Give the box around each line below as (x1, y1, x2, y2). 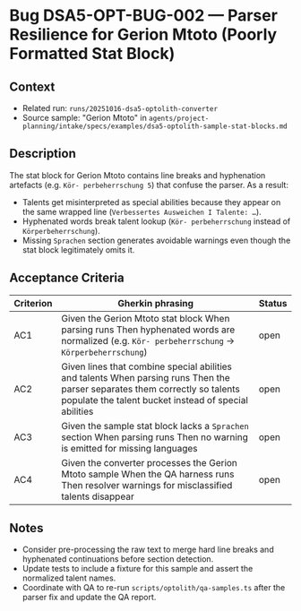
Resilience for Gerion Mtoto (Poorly (9, 24, 278, 45)
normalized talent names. (21, 572, 116, 583)
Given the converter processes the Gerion (61, 456, 237, 469)
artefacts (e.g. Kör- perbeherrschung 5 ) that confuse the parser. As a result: (9, 179, 289, 190)
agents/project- (149, 114, 210, 123)
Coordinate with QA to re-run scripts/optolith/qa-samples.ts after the (21, 582, 286, 593)
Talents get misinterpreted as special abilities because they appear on (21, 196, 281, 207)
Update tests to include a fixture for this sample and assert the (21, 564, 254, 574)
